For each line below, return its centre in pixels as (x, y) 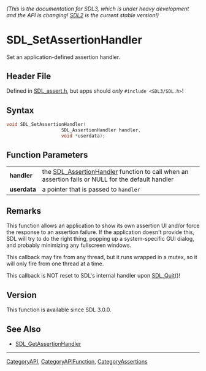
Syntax (20, 110)
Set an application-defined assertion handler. (63, 57)
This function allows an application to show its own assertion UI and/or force (103, 226)
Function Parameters (47, 155)
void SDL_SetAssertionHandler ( (46, 125)
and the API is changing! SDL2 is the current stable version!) (83, 15)
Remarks (24, 211)
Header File (29, 76)
